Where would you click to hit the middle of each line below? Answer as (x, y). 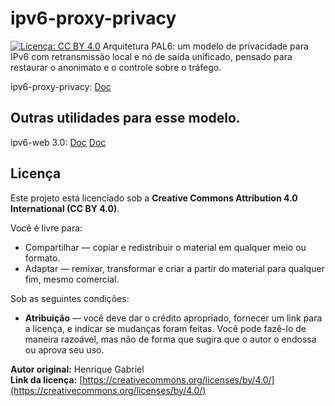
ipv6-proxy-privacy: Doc (61, 86)
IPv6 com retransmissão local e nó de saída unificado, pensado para (151, 56)
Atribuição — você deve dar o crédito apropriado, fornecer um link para (173, 318)
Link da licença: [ (46, 379)
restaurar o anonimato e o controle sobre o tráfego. (116, 67)
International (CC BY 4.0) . (65, 208)
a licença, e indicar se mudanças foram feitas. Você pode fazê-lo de (165, 328)
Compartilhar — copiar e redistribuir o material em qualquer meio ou (165, 247)
